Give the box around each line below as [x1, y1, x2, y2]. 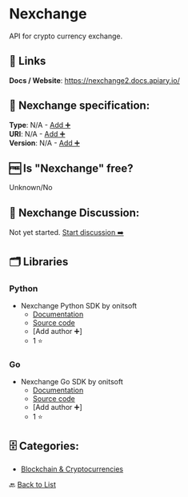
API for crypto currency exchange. [9, 31, 123, 41]
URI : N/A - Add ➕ [9, 129, 66, 138]
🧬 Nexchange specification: [9, 99, 150, 113]
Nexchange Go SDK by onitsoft [20, 377, 123, 387]
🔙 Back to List [9, 479, 57, 489]
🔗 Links [9, 54, 46, 68]
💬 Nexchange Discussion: [9, 205, 140, 220]
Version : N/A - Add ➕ [9, 137, 81, 148]
